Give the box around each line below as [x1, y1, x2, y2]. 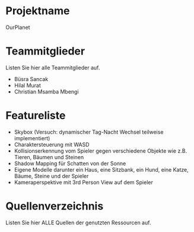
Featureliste [5, 109, 66, 123]
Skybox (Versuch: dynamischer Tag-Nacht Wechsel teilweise [14, 128, 164, 136]
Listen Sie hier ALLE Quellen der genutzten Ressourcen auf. [5, 219, 151, 226]
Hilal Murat [14, 82, 41, 89]
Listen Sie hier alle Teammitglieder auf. [5, 64, 100, 71]
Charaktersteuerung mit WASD [14, 141, 90, 148]
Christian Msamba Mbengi [14, 88, 79, 95]
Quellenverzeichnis [5, 199, 104, 212]
